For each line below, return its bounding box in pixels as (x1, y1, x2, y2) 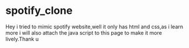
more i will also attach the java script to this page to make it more (5, 29, 162, 36)
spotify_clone (5, 4, 73, 17)
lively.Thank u (5, 35, 39, 42)
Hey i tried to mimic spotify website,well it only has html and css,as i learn (5, 23, 184, 30)
